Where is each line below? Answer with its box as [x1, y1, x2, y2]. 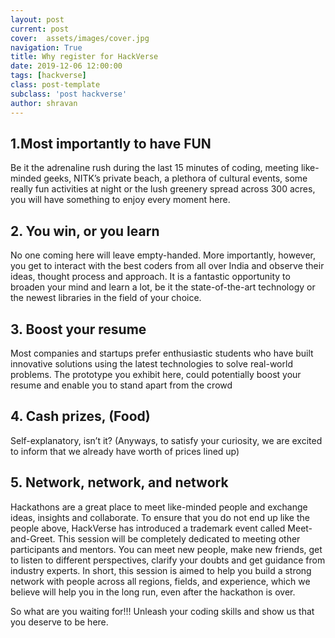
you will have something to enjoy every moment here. [10, 194, 231, 206]
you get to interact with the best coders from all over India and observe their [10, 260, 325, 272]
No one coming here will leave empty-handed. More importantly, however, [10, 249, 316, 261]
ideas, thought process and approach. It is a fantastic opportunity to [10, 271, 291, 283]
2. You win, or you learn [10, 222, 160, 240]
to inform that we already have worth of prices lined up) [10, 445, 240, 457]
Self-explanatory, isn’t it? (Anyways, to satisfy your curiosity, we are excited [10, 434, 323, 446]
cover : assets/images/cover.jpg [10, 33, 150, 43]
